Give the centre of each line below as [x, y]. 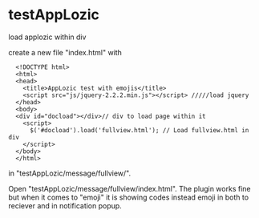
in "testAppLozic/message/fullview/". [70, 173]
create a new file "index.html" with [65, 52]
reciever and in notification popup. [65, 205]
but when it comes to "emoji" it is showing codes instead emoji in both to [129, 197]
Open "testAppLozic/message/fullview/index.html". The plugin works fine [129, 188]
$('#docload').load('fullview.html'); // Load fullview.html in [139, 130]
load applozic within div [47, 37]
